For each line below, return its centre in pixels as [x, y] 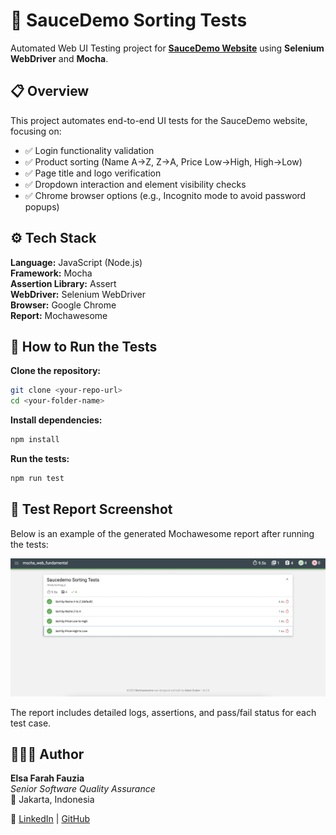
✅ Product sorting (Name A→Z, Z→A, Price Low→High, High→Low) [163, 161]
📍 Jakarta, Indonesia [52, 800]
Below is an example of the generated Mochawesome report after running [162, 533]
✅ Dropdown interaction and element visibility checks [135, 184]
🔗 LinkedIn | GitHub [50, 819]
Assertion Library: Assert [63, 283]
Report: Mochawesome [59, 315]
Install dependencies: [56, 420]
